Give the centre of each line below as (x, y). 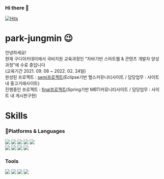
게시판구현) (26, 96)
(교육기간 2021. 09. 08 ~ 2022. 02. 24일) (46, 71)
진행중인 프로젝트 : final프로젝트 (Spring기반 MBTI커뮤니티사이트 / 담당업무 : (78, 89)
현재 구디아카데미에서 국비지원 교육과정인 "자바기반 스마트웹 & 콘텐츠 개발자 (78, 59)
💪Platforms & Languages (35, 131)
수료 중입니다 (33, 65)
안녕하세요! (16, 53)
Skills (16, 116)
